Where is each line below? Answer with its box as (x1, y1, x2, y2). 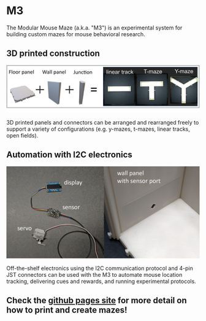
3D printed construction (6, 48, 100, 59)
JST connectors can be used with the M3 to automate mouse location (6, 271, 183, 278)
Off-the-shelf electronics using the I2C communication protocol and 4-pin (6, 265, 193, 272)
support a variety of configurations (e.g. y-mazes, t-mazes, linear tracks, (6, 125, 190, 133)
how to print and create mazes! (6, 305, 128, 315)
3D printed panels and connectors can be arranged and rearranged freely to (6, 118, 199, 126)
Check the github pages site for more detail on (6, 295, 187, 306)
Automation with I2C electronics (6, 150, 133, 160)
